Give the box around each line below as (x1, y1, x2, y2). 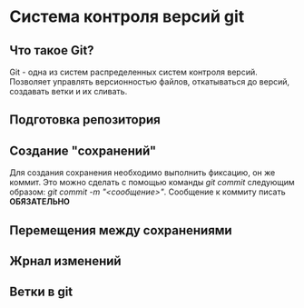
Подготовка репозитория (9, 112, 161, 128)
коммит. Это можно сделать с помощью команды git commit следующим (9, 177, 295, 188)
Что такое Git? (9, 43, 94, 58)
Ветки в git (9, 284, 74, 300)
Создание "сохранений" (9, 143, 157, 158)
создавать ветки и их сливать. (9, 86, 128, 96)
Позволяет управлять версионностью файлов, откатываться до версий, (9, 76, 290, 87)
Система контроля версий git (9, 6, 245, 27)
